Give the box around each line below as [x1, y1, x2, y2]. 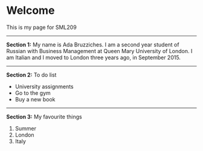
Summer [14, 124, 37, 132]
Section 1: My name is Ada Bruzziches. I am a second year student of [6, 40, 179, 48]
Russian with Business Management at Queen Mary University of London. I [6, 47, 193, 54]
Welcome [6, 4, 55, 18]
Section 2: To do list [6, 71, 57, 79]
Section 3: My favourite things [6, 113, 83, 120]
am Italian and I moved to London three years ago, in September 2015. [6, 54, 181, 61]
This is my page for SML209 [6, 24, 77, 31]
